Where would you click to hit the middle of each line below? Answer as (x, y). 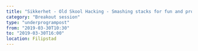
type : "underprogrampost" (38, 22)
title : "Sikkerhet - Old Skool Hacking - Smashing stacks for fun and (95, 11)
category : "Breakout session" (43, 17)
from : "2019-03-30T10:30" (38, 28)
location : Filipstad (32, 39)
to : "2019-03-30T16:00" (35, 33)
